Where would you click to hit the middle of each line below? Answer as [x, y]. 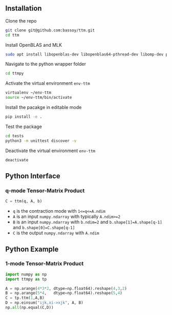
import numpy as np [26, 274]
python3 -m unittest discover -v [41, 141]
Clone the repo [21, 21]
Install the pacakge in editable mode [44, 107]
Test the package [24, 126]
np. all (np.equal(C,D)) [29, 308]
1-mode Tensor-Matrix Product [45, 264]
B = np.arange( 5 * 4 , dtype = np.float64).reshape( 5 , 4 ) [64, 293]
